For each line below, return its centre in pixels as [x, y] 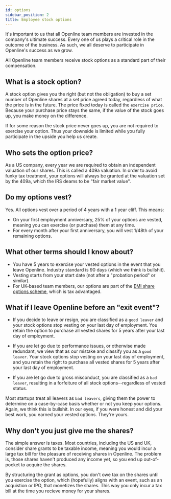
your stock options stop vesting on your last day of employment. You [85, 325]
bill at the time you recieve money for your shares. [58, 491]
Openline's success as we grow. [39, 50]
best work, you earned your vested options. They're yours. [67, 415]
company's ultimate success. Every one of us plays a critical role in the [80, 39]
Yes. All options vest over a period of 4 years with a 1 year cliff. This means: [85, 210]
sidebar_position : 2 [27, 15]
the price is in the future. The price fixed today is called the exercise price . [85, 105]
